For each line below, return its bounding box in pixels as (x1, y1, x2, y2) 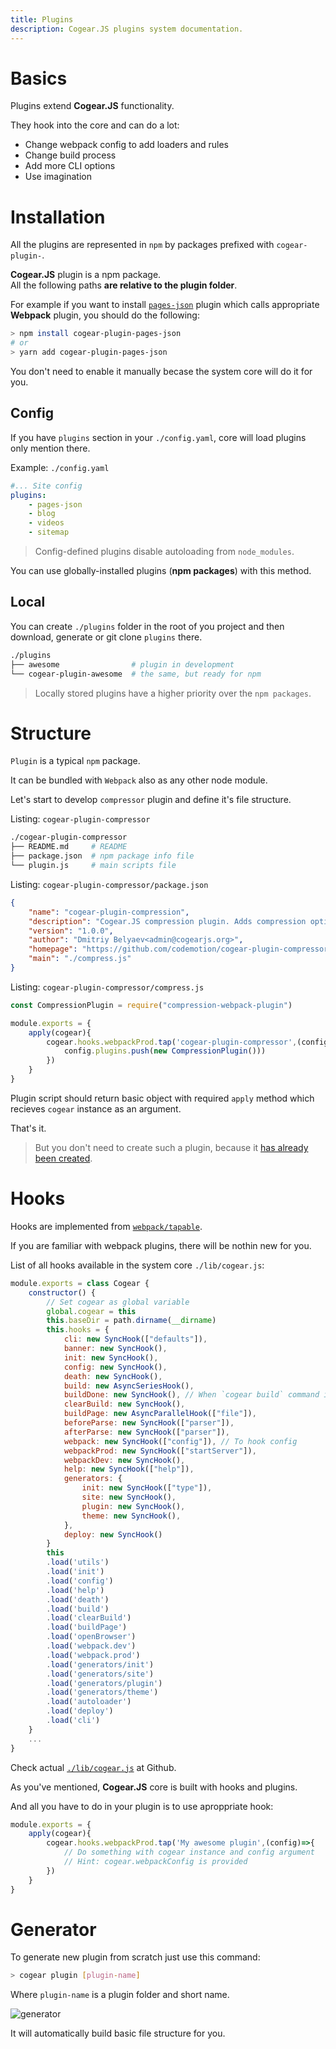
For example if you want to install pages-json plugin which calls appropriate (10, 299, 320, 311)
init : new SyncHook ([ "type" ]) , (81, 1483, 213, 1493)
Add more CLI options (24, 160, 116, 172)
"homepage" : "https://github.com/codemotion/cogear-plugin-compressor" (28, 944, 333, 955)
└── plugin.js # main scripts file (10, 861, 177, 871)
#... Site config (10, 481, 83, 491)
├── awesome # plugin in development (10, 659, 235, 670)
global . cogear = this (46, 1306, 137, 1316)
